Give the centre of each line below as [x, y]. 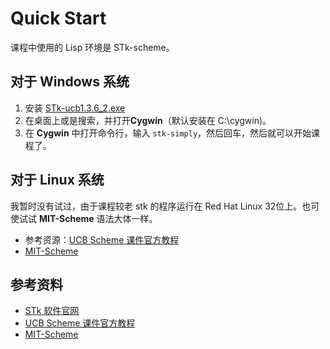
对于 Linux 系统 [57, 180]
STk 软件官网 [52, 311]
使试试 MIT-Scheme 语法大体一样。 [84, 218]
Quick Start [58, 18]
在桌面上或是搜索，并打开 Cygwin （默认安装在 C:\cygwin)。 [148, 120]
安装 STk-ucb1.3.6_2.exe [75, 108]
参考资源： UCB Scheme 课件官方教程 [102, 239]
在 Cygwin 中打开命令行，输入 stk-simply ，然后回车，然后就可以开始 [168, 133]
